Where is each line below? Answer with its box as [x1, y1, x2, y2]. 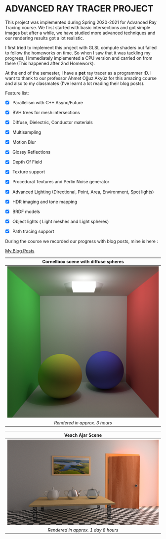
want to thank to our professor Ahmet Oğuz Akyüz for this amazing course [5, 75, 157, 81]
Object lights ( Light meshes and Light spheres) [12, 218, 109, 224]
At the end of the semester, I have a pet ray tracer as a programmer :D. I [5, 70, 152, 76]
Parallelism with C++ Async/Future [12, 99, 83, 105]
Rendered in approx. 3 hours [54, 419, 112, 425]
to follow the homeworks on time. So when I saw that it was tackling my [5, 50, 151, 56]
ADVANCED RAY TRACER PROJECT [5, 3, 154, 14]
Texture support [12, 169, 45, 175]
